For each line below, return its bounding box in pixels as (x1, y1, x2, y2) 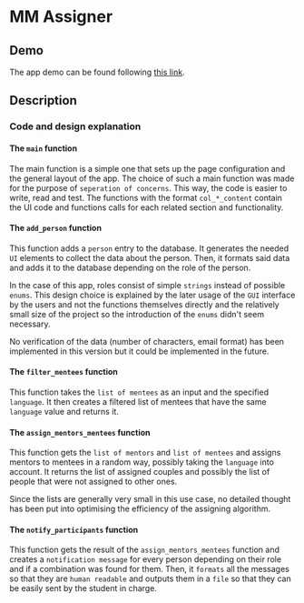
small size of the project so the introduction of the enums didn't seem (9, 308, 265, 319)
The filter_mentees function (9, 367, 118, 377)
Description (9, 93, 77, 108)
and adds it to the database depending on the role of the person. (9, 262, 251, 273)
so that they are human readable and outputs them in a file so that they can (9, 573, 292, 584)
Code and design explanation (9, 120, 142, 133)
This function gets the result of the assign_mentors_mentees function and (9, 544, 279, 556)
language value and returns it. (9, 406, 120, 417)
